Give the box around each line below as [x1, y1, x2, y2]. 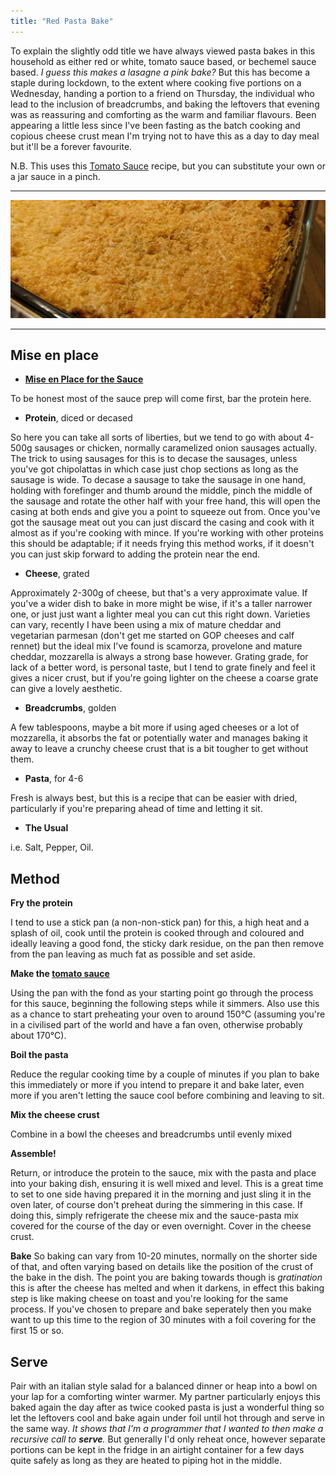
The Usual [24, 822, 69, 834]
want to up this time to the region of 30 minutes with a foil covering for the [10, 1314, 317, 1326]
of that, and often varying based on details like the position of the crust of [10, 1261, 314, 1273]
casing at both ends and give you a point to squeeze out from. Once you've [10, 506, 321, 518]
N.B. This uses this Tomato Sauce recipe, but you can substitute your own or [10, 160, 326, 172]
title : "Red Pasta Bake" [10, 16, 114, 26]
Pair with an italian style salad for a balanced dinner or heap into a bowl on [10, 1380, 318, 1392]
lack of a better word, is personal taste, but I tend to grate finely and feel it [10, 661, 316, 674]
